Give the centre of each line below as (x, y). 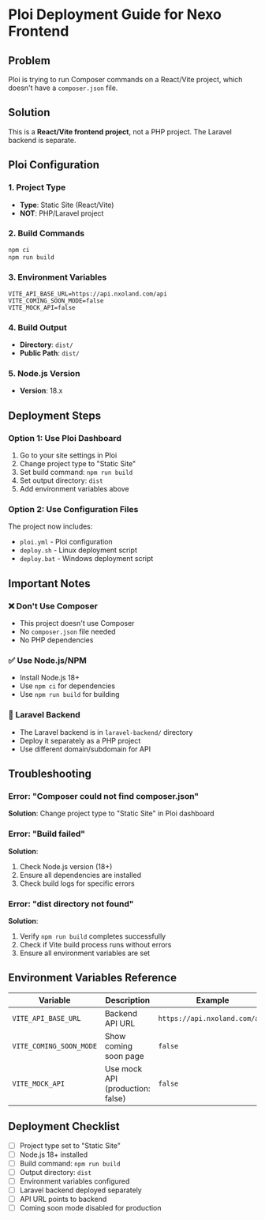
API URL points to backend (63, 1199)
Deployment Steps (54, 415)
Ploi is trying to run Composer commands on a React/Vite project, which (125, 79)
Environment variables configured (75, 1181)
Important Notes (49, 584)
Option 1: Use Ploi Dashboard (65, 438)
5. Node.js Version (44, 374)
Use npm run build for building (69, 695)
